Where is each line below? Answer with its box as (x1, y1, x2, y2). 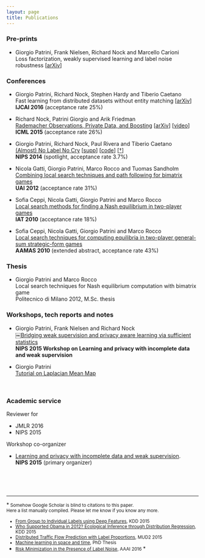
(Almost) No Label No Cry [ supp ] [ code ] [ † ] (15, 147, 124, 154)
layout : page (6, 9, 40, 15)
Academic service (6, 396, 62, 405)
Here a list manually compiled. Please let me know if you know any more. (6, 507, 159, 513)
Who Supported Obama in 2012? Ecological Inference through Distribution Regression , (15, 523, 196, 529)
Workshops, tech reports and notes (6, 310, 114, 319)
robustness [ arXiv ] (15, 62, 62, 69)
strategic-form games (27, 240, 82, 248)
